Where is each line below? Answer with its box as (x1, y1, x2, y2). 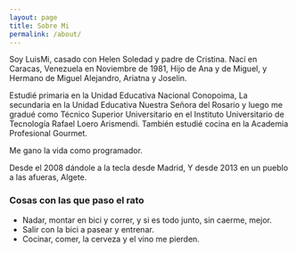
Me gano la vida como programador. (9, 145, 143, 156)
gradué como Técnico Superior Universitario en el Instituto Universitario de (9, 109, 285, 120)
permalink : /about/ (9, 29, 82, 38)
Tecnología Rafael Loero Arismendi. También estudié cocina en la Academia (9, 118, 289, 129)
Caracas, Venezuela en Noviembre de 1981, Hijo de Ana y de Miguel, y (9, 63, 268, 74)
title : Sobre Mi (9, 21, 70, 30)
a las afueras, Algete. (9, 172, 87, 183)
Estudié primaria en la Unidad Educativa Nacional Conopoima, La (9, 90, 248, 101)
